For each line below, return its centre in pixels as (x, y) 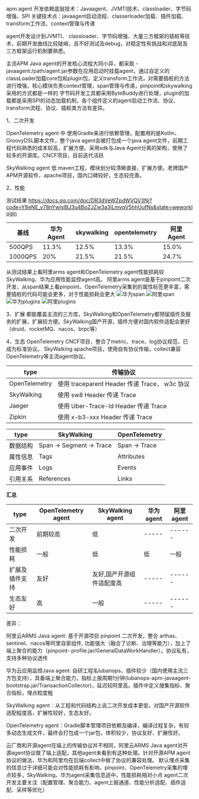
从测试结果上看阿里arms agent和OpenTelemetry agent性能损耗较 (85, 272)
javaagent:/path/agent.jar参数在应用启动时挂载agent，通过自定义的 (88, 71)
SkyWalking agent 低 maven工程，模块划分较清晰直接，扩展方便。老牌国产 (97, 168)
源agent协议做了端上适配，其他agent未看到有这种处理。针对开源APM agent (98, 753)
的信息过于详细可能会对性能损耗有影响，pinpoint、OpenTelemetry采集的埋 (97, 768)
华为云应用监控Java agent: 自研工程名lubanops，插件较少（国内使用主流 (95, 670)
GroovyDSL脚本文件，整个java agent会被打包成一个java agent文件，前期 (95, 140)
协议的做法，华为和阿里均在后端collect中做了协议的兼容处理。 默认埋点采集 (98, 760)
